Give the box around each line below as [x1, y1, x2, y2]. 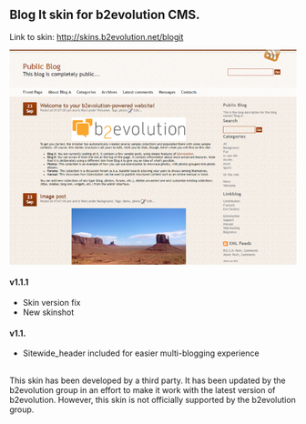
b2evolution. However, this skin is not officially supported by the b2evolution [9, 395, 296, 406]
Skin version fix [22, 298, 81, 308]
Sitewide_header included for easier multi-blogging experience [22, 348, 260, 358]
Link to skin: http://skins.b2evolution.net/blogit [9, 31, 184, 42]
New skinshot [22, 307, 75, 318]
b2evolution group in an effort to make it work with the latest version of [9, 385, 276, 396]
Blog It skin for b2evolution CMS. [9, 7, 200, 23]
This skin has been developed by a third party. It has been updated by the [9, 375, 286, 386]
